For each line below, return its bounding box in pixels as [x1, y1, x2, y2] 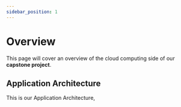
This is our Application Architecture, [6, 94, 95, 102]
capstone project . [6, 61, 52, 68]
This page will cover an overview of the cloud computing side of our [6, 55, 176, 62]
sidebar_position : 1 [6, 8, 58, 15]
